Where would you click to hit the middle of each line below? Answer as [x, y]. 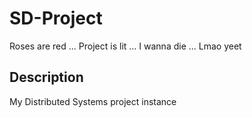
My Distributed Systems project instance [93, 101]
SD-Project [56, 18]
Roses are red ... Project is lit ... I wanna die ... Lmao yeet [125, 46]
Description [46, 77]
